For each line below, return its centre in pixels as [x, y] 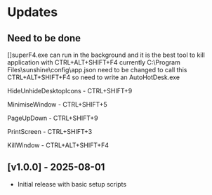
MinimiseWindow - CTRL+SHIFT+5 [57, 105]
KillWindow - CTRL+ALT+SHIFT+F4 [58, 145]
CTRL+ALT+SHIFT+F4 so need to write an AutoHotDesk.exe [94, 77]
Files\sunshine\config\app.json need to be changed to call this [97, 70]
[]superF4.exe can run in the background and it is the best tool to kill [106, 55]
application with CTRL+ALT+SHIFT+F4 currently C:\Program [94, 62]
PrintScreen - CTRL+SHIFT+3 [50, 132]
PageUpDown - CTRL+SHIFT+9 [53, 118]
